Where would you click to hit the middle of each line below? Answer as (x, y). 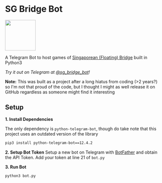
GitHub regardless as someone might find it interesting (60, 92)
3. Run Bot (16, 167)
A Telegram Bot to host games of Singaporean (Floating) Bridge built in (76, 57)
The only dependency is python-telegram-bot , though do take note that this (81, 129)
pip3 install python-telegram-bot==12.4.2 (49, 143)
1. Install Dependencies (29, 119)
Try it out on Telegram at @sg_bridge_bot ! (48, 72)
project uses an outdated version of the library (52, 134)
